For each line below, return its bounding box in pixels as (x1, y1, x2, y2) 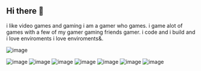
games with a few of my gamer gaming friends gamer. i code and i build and (6, 28, 196, 35)
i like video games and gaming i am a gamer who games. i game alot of (6, 22, 183, 29)
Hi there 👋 (6, 6, 44, 16)
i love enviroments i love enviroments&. (6, 34, 104, 42)
